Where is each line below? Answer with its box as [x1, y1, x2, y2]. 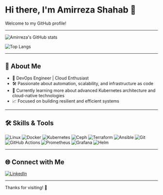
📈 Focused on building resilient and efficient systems [12, 98, 120, 104]
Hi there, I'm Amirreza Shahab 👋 [5, 4, 136, 15]
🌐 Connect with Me [5, 158, 65, 166]
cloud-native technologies [12, 92, 65, 98]
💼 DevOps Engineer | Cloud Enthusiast [12, 75, 89, 81]
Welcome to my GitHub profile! [5, 20, 66, 26]
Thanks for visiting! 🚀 [5, 185, 48, 191]
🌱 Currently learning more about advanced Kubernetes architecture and [12, 87, 156, 93]
